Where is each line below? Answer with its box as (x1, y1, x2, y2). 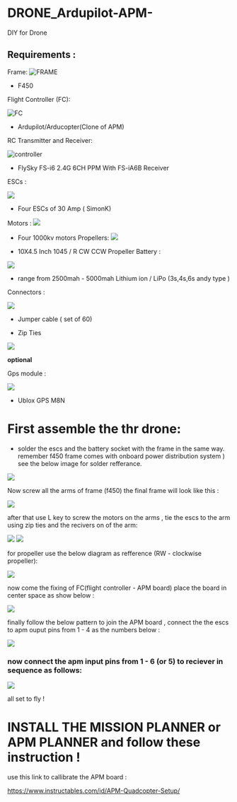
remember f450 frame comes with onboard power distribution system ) (17, 451, 225, 460)
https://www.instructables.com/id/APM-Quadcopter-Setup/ (7, 786, 180, 795)
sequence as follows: (7, 665, 83, 675)
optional (7, 355, 33, 364)
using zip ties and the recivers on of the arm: (7, 521, 138, 529)
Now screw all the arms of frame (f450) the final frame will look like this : (7, 486, 219, 494)
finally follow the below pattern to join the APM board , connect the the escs (7, 617, 229, 627)
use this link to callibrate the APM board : (7, 772, 127, 781)
